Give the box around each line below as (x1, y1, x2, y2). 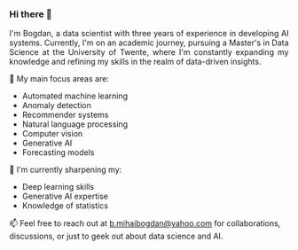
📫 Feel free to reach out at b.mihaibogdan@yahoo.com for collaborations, (9, 218, 281, 229)
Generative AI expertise (21, 191, 109, 202)
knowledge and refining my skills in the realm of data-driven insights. (9, 57, 262, 67)
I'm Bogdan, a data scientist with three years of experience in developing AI (9, 28, 289, 39)
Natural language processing (21, 119, 129, 129)
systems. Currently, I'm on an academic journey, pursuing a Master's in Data (9, 37, 289, 48)
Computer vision (21, 129, 83, 139)
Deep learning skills (21, 182, 95, 192)
